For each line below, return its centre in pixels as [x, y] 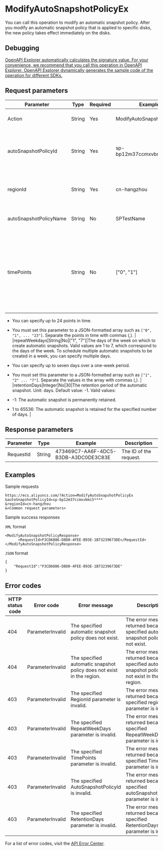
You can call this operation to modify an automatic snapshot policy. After [78, 22]
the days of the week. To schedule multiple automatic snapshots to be [82, 351]
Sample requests [22, 487]
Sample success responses [33, 518]
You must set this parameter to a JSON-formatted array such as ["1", [82, 375]
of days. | [22, 414]
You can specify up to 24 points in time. [52, 320]
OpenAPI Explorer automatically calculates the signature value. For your [77, 60]
